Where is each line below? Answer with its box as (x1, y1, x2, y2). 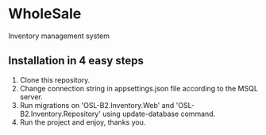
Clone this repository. (19, 75, 91, 84)
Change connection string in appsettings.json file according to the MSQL (19, 83, 258, 93)
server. (19, 92, 44, 102)
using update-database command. (102, 109, 216, 118)
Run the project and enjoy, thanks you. (19, 117, 146, 127)
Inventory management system (8, 31, 110, 40)
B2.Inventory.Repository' (19, 109, 102, 118)
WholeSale (8, 5, 82, 23)
